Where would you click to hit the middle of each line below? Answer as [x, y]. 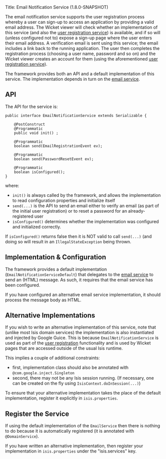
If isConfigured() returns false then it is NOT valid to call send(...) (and [79, 236]
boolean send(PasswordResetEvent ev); [54, 159]
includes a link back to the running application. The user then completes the [82, 48]
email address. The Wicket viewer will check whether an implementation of [82, 27]
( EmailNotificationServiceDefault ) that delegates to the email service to [79, 274]
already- [137, 211]
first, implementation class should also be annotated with [70, 368]
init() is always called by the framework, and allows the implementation [86, 195]
